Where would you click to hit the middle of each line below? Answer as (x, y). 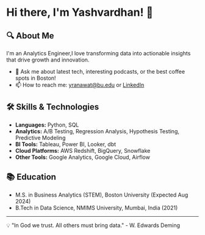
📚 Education (31, 177)
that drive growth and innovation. (48, 60)
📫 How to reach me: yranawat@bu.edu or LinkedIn (80, 85)
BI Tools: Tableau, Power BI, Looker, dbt (66, 144)
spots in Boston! (35, 78)
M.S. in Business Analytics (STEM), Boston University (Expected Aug (102, 195)
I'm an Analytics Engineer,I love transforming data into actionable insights (99, 53)
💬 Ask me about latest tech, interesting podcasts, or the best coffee (100, 72)
